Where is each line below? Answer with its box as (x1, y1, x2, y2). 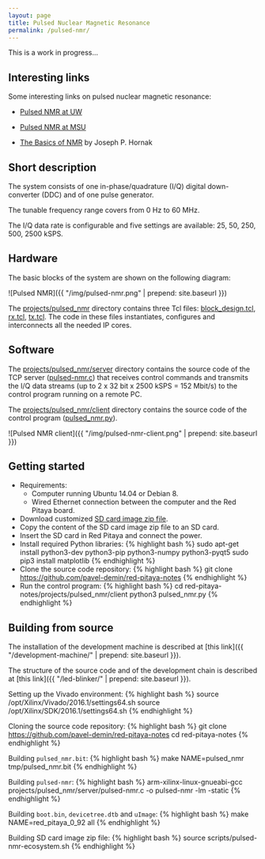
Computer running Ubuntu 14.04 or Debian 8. (31, 489, 179, 499)
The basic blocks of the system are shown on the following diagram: (8, 273, 231, 282)
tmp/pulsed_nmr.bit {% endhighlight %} (8, 762, 138, 771)
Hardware (8, 252, 58, 266)
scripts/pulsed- (206, 833, 258, 842)
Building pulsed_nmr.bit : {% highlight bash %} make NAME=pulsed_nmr (8, 754, 244, 763)
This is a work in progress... (8, 48, 99, 58)
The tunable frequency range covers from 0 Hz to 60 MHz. (8, 205, 200, 214)
